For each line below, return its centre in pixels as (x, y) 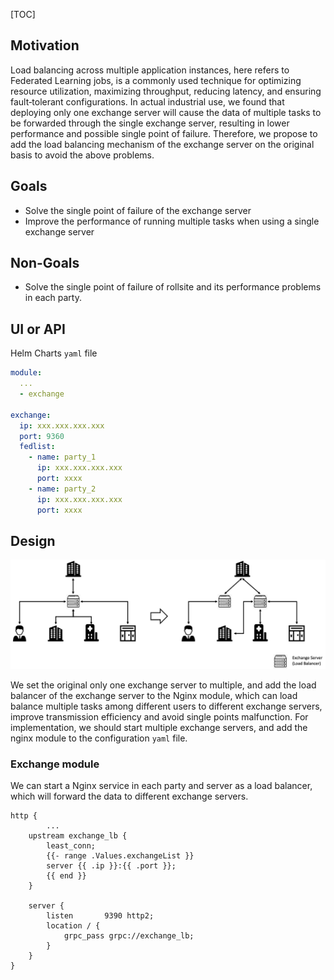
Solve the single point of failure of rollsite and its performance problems (173, 287)
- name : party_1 (62, 457)
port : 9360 (42, 436)
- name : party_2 (62, 489)
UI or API (38, 329)
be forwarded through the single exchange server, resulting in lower (150, 123)
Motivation (45, 45)
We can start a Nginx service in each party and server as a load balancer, (161, 786)
